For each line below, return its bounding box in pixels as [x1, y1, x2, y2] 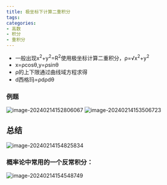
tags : [6, 14, 20, 20]
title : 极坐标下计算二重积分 [6, 8, 71, 15]
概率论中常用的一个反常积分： [6, 158, 94, 166]
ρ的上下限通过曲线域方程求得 [15, 68, 88, 75]
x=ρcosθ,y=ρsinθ [15, 61, 59, 68]
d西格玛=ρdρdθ [15, 76, 54, 83]
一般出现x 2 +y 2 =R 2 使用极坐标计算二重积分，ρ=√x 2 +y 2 [15, 54, 149, 61]
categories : [6, 20, 36, 26]
